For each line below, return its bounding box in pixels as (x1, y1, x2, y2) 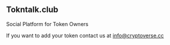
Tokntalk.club (6, 5, 58, 15)
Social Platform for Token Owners (6, 20, 89, 27)
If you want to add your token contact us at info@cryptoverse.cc (6, 32, 165, 39)
